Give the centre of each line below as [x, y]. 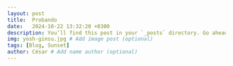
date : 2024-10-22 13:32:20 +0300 [59, 26]
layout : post [26, 13]
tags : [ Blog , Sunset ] [38, 45]
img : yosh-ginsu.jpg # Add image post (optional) [80, 39]
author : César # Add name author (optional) [72, 52]
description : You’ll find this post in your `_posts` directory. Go [108, 33]
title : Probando [32, 20]
